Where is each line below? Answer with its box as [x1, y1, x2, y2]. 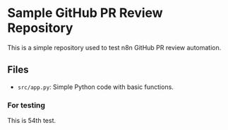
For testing [7, 100, 46, 110]
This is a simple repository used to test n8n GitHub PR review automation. [7, 43, 222, 52]
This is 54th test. [7, 117, 56, 125]
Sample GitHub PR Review [7, 5, 164, 21]
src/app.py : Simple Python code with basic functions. [17, 83, 174, 91]
